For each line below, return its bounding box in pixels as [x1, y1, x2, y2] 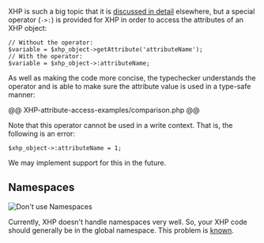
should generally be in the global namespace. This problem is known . [8, 225, 235, 235]
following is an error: [8, 129, 75, 138]
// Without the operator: [8, 39, 93, 47]
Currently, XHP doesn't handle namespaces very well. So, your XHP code [8, 217, 247, 226]
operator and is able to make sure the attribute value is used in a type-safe [8, 82, 251, 91]
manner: [8, 90, 36, 99]
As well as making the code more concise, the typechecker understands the [8, 73, 256, 82]
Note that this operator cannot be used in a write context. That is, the [8, 121, 233, 129]
